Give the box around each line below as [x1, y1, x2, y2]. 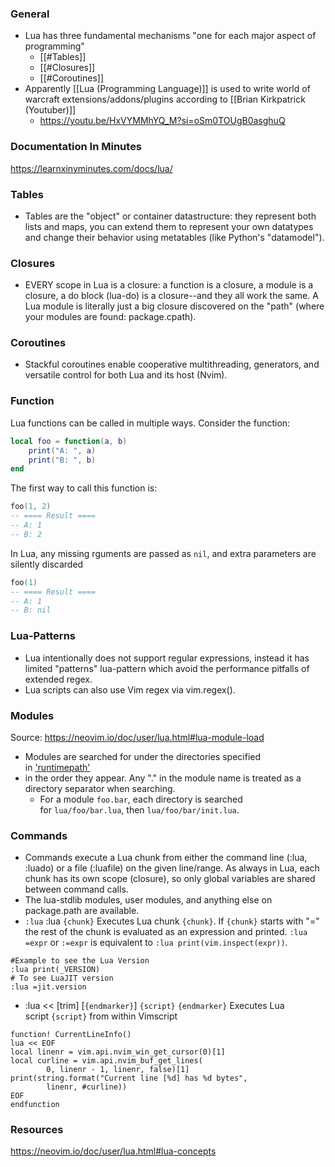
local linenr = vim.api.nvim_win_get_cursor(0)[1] [10, 1047, 226, 1057]
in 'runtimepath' [24, 761, 91, 773]
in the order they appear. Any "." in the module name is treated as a [24, 772, 302, 784]
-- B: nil [10, 605, 52, 616]
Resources [10, 1123, 64, 1137]
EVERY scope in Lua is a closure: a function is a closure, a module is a [24, 279, 314, 291]
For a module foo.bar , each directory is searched [39, 793, 243, 805]
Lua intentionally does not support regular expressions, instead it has [24, 652, 310, 664]
